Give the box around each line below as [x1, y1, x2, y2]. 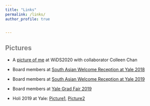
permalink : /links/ [5, 12, 46, 17]
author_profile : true [5, 16, 50, 21]
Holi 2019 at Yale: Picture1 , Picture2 [12, 96, 85, 102]
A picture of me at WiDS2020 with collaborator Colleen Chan [12, 57, 138, 63]
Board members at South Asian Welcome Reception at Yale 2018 [12, 67, 145, 73]
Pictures [5, 43, 32, 52]
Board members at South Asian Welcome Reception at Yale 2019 [12, 76, 145, 82]
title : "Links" [5, 7, 37, 12]
